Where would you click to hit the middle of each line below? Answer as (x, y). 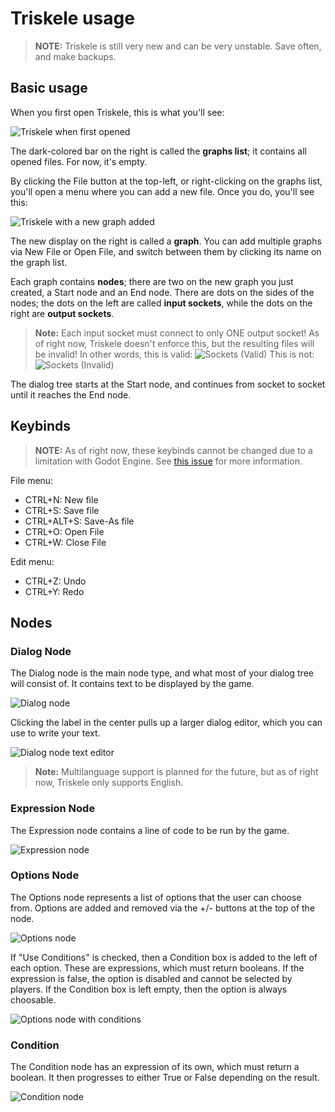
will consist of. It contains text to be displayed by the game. (132, 684)
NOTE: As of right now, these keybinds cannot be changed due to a (173, 450)
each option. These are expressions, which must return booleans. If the (157, 968)
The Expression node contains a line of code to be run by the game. (150, 830)
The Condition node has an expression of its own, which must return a (155, 1067)
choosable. (33, 999)
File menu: (32, 480)
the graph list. (39, 262)
